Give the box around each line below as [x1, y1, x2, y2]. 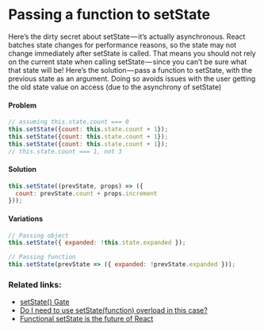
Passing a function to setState [8, 6, 211, 24]
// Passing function [8, 253, 77, 261]
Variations [8, 214, 44, 223]
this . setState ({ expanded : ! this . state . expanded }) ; [8, 239, 186, 247]
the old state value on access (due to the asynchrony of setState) [8, 82, 222, 92]
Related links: [8, 279, 62, 290]
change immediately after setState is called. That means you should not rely [8, 48, 256, 58]
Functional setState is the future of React [19, 314, 154, 324]
